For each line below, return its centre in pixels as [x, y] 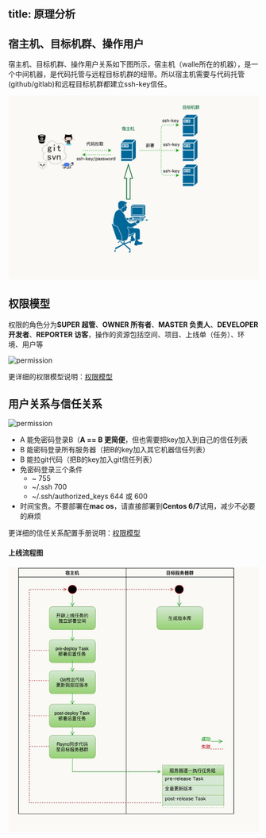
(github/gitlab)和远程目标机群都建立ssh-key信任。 [90, 84]
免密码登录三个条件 [51, 470]
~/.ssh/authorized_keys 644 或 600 [90, 496]
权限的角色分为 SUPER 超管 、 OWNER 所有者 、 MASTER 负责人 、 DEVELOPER [133, 325]
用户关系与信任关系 [55, 404]
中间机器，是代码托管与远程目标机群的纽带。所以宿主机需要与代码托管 [129, 75]
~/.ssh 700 [49, 487]
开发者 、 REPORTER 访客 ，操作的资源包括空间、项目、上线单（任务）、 [123, 334]
